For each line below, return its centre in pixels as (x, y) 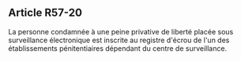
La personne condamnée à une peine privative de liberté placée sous (121, 31)
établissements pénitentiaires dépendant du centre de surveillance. (118, 48)
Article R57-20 (45, 13)
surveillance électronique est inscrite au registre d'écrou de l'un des (119, 40)
